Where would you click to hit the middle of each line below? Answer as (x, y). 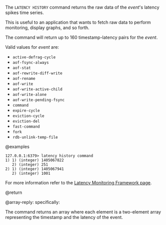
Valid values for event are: (32, 47)
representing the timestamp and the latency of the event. (64, 217)
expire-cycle (26, 110)
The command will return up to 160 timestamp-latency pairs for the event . (81, 37)
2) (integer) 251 (30, 165)
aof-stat (22, 68)
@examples (17, 147)
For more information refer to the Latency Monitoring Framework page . (78, 183)
